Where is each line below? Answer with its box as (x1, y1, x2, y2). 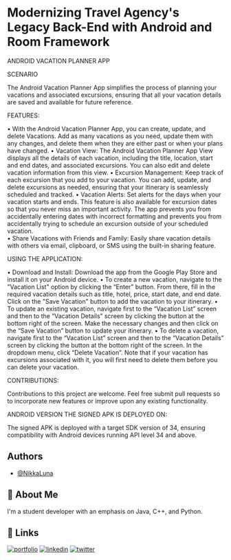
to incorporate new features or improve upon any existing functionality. (7, 396, 208, 405)
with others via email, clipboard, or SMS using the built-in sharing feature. (7, 241, 216, 249)
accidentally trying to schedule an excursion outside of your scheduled (7, 219, 208, 227)
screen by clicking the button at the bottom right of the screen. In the (7, 341, 203, 349)
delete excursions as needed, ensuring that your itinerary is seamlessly (7, 183, 209, 191)
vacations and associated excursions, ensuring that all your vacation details (7, 91, 221, 99)
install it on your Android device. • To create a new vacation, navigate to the (7, 275, 222, 283)
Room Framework (7, 34, 110, 49)
